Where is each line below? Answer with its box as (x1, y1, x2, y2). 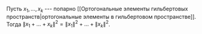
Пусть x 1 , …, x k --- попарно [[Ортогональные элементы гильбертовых (6, 5, 189, 14)
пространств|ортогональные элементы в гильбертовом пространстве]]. (6, 13, 196, 20)
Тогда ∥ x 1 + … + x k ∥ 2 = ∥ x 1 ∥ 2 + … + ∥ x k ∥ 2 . (6, 19, 110, 29)
